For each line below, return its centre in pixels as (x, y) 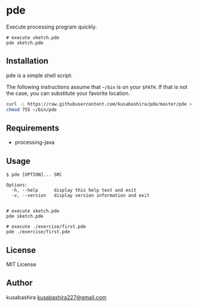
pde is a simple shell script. (39, 75)
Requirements (33, 128)
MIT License (21, 264)
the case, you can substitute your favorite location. (68, 93)
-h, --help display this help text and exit (74, 191)
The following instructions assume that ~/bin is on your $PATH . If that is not (97, 87)
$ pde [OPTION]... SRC (34, 175)
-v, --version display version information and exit (81, 196)
